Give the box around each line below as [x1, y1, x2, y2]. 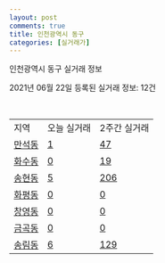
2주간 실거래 [99, 122, 150, 135]
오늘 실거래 [47, 122, 92, 135]
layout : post [9, 12, 58, 22]
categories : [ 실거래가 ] [9, 37, 91, 47]
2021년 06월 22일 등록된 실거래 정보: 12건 [9, 82, 156, 94]
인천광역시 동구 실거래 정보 [9, 63, 103, 74]
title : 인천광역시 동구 [9, 29, 85, 38]
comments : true [9, 21, 66, 30]
